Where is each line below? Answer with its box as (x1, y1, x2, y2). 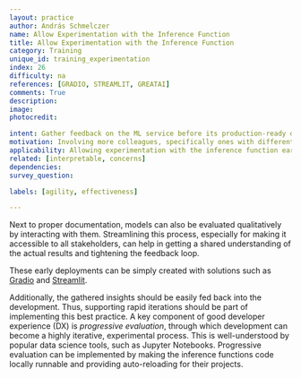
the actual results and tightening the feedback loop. (9, 248, 200, 259)
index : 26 (9, 64, 47, 73)
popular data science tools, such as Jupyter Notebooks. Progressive (9, 339, 262, 350)
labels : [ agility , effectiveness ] (9, 187, 139, 196)
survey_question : (9, 171, 74, 180)
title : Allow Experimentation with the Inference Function (9, 38, 235, 47)
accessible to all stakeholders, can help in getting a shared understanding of (9, 238, 291, 249)
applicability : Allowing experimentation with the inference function (9, 146, 279, 155)
